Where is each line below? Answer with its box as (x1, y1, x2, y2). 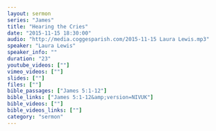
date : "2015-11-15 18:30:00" (7, 29, 92, 37)
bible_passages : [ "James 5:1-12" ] (7, 87, 108, 94)
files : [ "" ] (7, 81, 42, 88)
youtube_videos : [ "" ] (7, 62, 70, 69)
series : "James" (7, 17, 54, 24)
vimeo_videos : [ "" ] (7, 68, 64, 75)
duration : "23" (7, 55, 51, 62)
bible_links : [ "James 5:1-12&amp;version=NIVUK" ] (7, 94, 154, 101)
